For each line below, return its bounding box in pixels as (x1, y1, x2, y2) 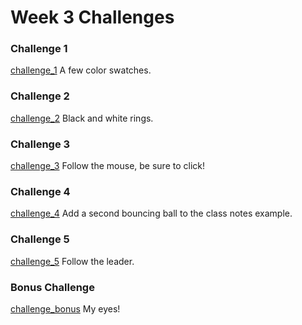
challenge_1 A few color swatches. (10, 64, 152, 76)
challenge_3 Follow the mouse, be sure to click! (10, 160, 206, 172)
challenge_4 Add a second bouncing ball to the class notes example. (10, 207, 293, 220)
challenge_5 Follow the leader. (10, 255, 135, 267)
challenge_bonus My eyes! (10, 302, 121, 315)
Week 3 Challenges (10, 6, 175, 29)
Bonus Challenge (10, 280, 95, 294)
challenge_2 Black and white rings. (10, 112, 154, 124)
